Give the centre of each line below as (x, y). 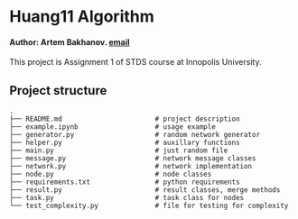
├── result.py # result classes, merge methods (145, 190)
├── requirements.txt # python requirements (125, 182)
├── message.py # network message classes (133, 159)
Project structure (58, 91)
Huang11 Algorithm (82, 17)
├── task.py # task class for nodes (127, 198)
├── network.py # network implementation (131, 167)
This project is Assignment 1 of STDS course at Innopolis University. (135, 62)
